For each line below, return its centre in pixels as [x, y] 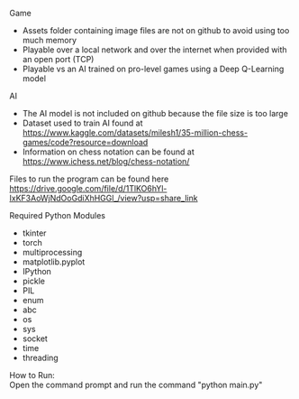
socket [35, 339]
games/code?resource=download [85, 142]
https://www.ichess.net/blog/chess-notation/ [106, 161]
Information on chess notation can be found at [109, 152]
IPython [37, 271]
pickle [33, 281]
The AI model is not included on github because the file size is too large [155, 113]
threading [40, 357]
